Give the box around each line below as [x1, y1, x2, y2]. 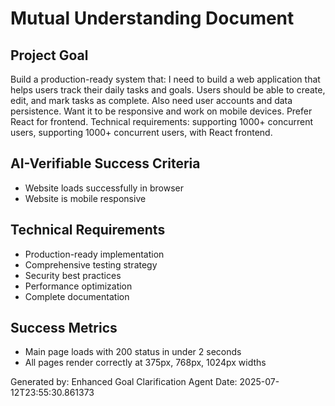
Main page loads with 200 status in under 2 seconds [24, 346, 242, 358]
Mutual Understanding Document [10, 7, 295, 30]
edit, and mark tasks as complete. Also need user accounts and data [10, 95, 293, 106]
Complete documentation [24, 290, 130, 302]
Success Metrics [10, 320, 118, 337]
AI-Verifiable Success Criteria [10, 155, 201, 172]
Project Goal [10, 47, 89, 64]
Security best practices [24, 269, 122, 281]
